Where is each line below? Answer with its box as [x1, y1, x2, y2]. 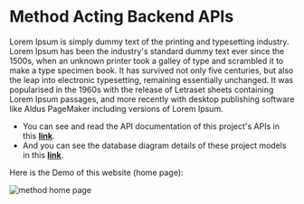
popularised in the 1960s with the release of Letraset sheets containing [9, 84, 274, 95]
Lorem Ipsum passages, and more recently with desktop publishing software [9, 93, 295, 105]
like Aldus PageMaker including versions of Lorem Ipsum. [9, 103, 223, 114]
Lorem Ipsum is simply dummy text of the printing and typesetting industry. [9, 36, 290, 47]
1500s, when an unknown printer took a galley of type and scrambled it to [9, 55, 284, 66]
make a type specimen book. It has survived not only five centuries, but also [9, 65, 294, 76]
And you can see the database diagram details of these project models [22, 140, 287, 151]
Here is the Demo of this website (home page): [9, 167, 184, 178]
